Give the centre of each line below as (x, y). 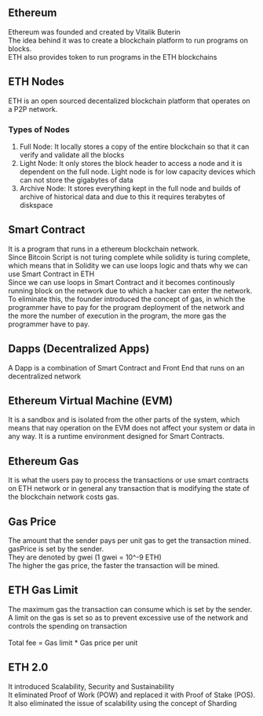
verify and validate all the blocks (72, 155)
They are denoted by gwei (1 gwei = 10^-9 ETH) (85, 557)
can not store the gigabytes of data (76, 179)
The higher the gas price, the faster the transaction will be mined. (114, 565)
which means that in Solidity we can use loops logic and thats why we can (128, 265)
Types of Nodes (39, 129)
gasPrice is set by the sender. (56, 548)
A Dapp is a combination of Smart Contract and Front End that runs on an (126, 367)
